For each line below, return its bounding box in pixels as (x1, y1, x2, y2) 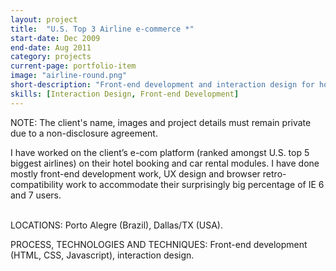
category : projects (10, 52, 92, 62)
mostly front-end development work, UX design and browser (10, 167, 261, 180)
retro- (262, 167, 287, 180)
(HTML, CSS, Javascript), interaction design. (10, 249, 195, 261)
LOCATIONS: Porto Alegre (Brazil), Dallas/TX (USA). (10, 219, 223, 231)
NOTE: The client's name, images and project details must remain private (10, 116, 312, 128)
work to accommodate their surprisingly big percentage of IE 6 (65, 178, 325, 190)
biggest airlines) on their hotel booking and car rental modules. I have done (10, 157, 320, 169)
